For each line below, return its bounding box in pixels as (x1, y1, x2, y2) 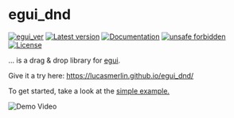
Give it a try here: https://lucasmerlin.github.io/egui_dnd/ (8, 70, 194, 80)
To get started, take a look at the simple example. (8, 86, 170, 96)
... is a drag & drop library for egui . (8, 55, 121, 65)
